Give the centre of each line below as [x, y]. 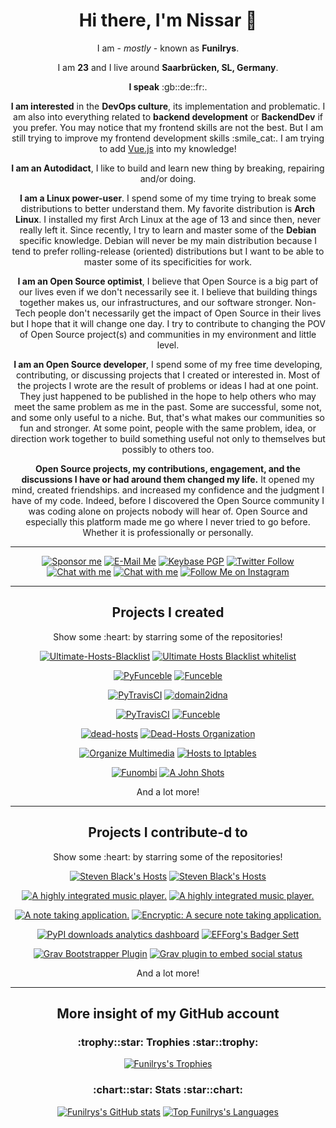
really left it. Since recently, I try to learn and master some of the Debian [168, 230]
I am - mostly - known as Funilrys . [168, 48]
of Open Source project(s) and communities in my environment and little [168, 334]
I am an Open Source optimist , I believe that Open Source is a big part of [168, 281]
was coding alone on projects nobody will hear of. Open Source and [168, 511]
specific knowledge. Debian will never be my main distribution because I [168, 240]
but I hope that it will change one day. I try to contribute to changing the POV [168, 323]
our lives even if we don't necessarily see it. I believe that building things [168, 291]
